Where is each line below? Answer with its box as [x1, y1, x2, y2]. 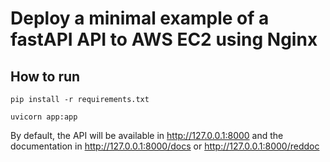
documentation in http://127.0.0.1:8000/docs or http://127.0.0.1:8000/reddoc [10, 140, 320, 152]
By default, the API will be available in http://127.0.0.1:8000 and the [10, 130, 284, 141]
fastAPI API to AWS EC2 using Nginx [10, 28, 318, 51]
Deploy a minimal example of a [10, 7, 270, 30]
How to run [10, 68, 81, 85]
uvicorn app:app [10, 112, 78, 122]
